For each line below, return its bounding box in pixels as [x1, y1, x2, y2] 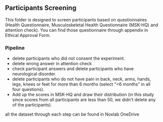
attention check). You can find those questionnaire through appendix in [5, 27, 148, 33]
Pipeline [5, 44, 25, 51]
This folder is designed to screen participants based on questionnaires [5, 17, 147, 22]
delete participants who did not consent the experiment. [12, 55, 125, 61]
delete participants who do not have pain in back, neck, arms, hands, [12, 76, 151, 82]
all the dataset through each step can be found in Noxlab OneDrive [5, 111, 140, 117]
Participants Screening [5, 4, 77, 12]
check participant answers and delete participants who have [12, 66, 134, 72]
